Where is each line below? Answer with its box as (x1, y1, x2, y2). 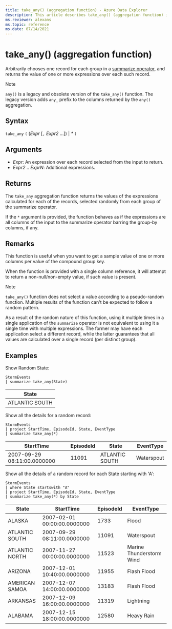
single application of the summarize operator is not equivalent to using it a (5, 320, 159, 326)
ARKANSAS (8, 597, 36, 604)
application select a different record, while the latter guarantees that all (5, 331, 155, 337)
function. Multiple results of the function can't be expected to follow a (5, 299, 153, 305)
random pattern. (5, 305, 40, 311)
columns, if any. (5, 224, 39, 231)
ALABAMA (8, 612, 33, 619)
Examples (5, 351, 37, 360)
